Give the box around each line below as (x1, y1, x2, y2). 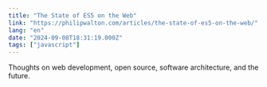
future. (8, 71, 30, 81)
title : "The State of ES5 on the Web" (8, 11, 137, 20)
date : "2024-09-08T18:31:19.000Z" (8, 33, 124, 42)
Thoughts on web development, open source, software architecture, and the (8, 62, 259, 72)
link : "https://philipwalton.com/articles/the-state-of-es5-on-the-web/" (8, 19, 259, 27)
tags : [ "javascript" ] (8, 41, 80, 49)
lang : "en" (8, 26, 45, 34)
